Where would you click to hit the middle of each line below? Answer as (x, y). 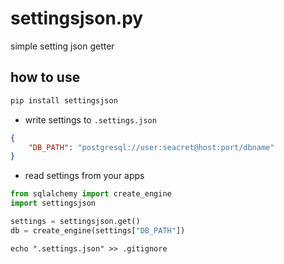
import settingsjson (53, 203)
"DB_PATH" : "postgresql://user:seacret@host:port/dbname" (151, 147)
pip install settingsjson (64, 100)
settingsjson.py (77, 18)
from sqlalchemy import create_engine (91, 194)
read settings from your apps (84, 176)
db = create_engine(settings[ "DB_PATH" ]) (98, 230)
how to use (45, 77)
